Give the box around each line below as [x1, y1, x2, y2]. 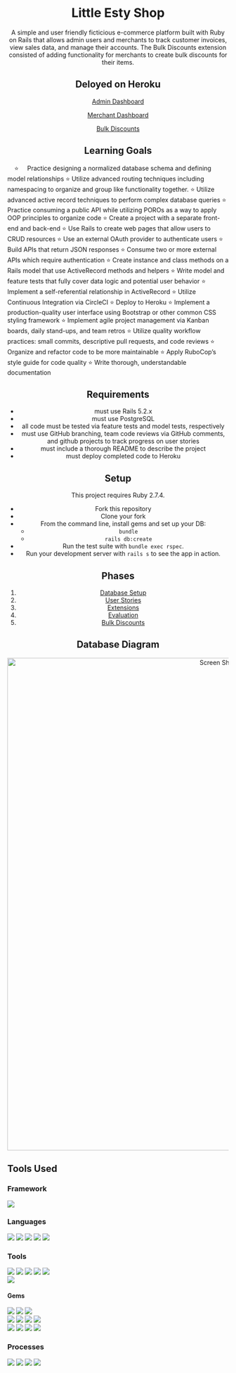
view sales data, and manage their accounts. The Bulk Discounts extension [9, 43, 227, 51]
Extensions [107, 603, 139, 612]
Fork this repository [94, 505, 152, 513]
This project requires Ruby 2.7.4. [71, 491, 165, 500]
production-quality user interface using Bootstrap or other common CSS [7, 308, 216, 316]
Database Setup [100, 588, 147, 597]
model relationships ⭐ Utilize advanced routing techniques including [7, 174, 204, 183]
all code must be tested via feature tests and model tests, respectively [22, 422, 225, 430]
